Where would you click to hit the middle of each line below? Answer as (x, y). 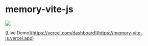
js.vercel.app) (20, 38)
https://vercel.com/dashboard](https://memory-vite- (88, 33)
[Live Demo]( (19, 33)
